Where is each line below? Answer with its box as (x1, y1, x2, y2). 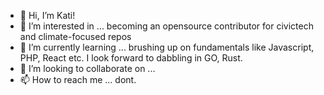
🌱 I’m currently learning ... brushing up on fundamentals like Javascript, (19, 41, 315, 53)
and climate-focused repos (19, 31, 132, 42)
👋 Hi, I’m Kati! (19, 10, 76, 21)
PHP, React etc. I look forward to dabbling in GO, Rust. (19, 52, 243, 64)
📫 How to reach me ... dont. (19, 74, 137, 85)
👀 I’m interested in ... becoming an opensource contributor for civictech (19, 20, 314, 32)
